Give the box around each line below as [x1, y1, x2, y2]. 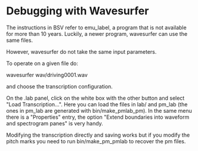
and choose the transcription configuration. [6, 82, 113, 90]
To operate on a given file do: [6, 60, 79, 67]
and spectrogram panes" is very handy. [6, 119, 103, 127]
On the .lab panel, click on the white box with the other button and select [6, 94, 185, 101]
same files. [6, 36, 33, 44]
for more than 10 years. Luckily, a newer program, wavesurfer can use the [6, 30, 188, 37]
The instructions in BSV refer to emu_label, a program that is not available [6, 24, 187, 31]
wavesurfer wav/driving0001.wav [6, 71, 88, 78]
